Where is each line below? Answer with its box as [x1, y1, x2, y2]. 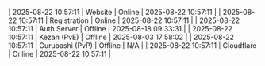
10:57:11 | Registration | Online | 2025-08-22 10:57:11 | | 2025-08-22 [18, 16, 240, 25]
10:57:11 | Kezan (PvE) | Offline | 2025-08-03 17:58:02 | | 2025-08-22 [8, 32, 235, 42]
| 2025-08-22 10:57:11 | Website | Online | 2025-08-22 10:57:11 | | [8, 8, 221, 16]
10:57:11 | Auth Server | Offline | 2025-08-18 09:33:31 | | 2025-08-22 [8, 24, 232, 33]
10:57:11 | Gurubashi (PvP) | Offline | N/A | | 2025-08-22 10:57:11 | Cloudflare [8, 41, 257, 50]
